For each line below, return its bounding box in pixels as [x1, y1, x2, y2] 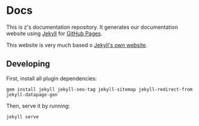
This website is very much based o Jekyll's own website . [6, 41, 148, 49]
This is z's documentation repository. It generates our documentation [6, 23, 178, 31]
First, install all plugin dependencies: [6, 74, 97, 82]
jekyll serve [6, 113, 39, 120]
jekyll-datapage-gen [6, 91, 58, 98]
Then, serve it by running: [6, 102, 71, 109]
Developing [6, 59, 50, 69]
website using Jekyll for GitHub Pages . [6, 29, 103, 37]
